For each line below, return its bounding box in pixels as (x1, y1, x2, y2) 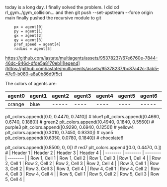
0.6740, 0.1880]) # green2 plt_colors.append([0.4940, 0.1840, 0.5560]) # (5, 119, 154, 125)
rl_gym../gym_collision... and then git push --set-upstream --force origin (5, 9, 153, 15)
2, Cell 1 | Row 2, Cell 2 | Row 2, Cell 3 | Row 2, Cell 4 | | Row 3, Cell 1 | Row (5, 161, 159, 166)
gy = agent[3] (14, 37, 43, 42)
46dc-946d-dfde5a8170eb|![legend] (5, 60, 81, 66)
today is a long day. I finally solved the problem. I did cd (5, 4, 119, 10)
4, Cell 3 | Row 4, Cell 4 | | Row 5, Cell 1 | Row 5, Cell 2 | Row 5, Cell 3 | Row (5, 171, 160, 177)
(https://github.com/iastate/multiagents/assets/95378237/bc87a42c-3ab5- (5, 66, 159, 71)
